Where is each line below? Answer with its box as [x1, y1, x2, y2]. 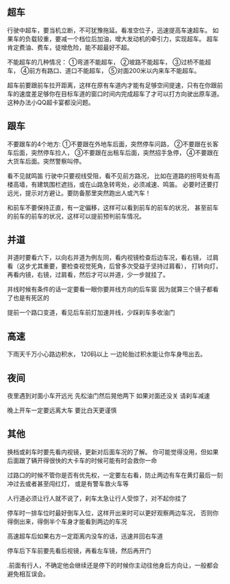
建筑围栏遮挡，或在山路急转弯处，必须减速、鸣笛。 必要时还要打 [36, 180, 219, 188]
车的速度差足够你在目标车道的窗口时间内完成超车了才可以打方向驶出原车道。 [7, 89, 223, 98]
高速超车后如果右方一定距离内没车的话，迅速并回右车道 [7, 532, 163, 540]
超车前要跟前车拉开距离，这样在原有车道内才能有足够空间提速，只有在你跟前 [7, 81, 223, 89]
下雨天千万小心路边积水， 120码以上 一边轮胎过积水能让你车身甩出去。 [7, 350, 207, 359]
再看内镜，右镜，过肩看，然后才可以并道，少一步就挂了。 [7, 271, 169, 279]
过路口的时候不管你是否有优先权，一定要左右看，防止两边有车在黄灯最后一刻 [7, 471, 223, 479]
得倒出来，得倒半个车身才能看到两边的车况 [7, 517, 127, 526]
